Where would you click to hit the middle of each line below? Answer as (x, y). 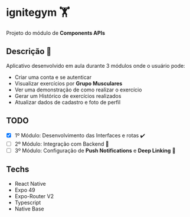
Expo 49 (25, 190)
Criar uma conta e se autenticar (53, 77)
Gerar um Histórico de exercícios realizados (68, 96)
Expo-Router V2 (34, 196)
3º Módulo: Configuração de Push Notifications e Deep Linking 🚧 (95, 150)
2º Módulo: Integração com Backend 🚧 (62, 144)
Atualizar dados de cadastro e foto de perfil (68, 102)
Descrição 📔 (29, 52)
